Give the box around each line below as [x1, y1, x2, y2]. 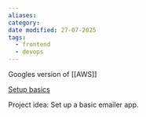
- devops [15, 48, 44, 56]
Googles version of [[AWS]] [8, 70, 97, 79]
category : [8, 19, 41, 27]
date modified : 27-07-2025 [8, 26, 97, 34]
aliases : [8, 11, 37, 20]
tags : [8, 33, 26, 42]
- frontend [15, 41, 51, 49]
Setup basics [8, 85, 51, 94]
